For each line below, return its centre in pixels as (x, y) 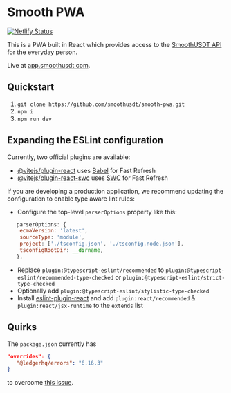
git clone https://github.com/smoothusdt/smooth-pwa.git (101, 104)
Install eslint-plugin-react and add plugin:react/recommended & (106, 298)
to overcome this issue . (40, 383)
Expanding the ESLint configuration (85, 140)
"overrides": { (29, 356)
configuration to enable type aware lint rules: (71, 199)
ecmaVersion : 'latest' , (54, 231)
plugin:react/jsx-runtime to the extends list (80, 305)
